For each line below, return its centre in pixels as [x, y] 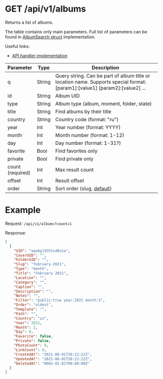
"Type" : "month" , [31, 269]
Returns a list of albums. [29, 22]
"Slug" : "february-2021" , [40, 264]
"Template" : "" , [30, 309]
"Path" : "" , [26, 314]
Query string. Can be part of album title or [103, 76]
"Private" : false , [32, 341]
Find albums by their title [83, 111]
